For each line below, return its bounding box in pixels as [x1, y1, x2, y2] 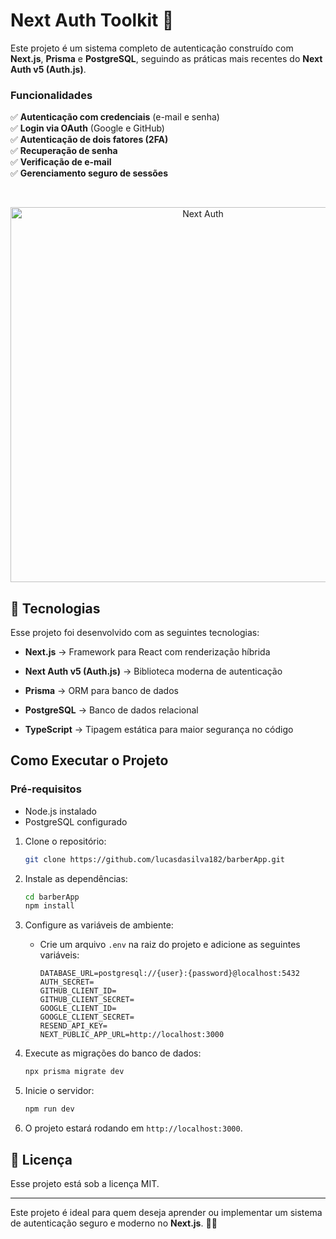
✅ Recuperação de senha [10, 145, 118, 157]
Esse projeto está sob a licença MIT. [10, 1177, 160, 1189]
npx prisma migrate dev [24, 1067, 125, 1077]
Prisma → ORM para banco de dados [24, 685, 179, 697]
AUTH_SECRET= [39, 977, 95, 988]
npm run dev [24, 1104, 75, 1114]
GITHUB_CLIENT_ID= [39, 986, 117, 996]
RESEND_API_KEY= [39, 1021, 108, 1031]
